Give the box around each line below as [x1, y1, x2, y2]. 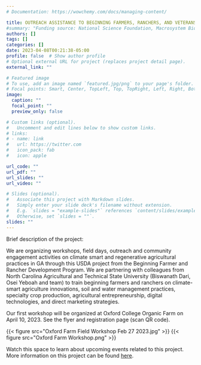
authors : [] [6, 31, 36, 37]
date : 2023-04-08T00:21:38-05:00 [6, 47, 90, 54]
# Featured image [6, 75, 50, 81]
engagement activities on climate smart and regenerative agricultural [6, 253, 176, 261]
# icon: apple [6, 153, 47, 159]
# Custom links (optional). [6, 119, 77, 125]
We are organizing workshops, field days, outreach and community [6, 247, 172, 254]
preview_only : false [11, 108, 63, 114]
